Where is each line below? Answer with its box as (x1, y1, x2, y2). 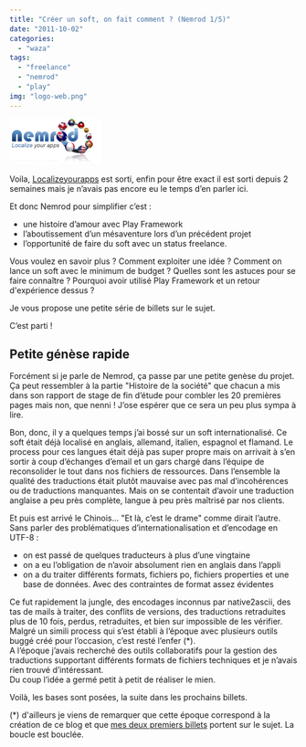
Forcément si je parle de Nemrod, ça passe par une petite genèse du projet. (9, 371, 295, 382)
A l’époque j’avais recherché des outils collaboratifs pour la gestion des (9, 645, 278, 657)
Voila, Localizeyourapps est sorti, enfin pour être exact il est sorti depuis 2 (9, 174, 289, 184)
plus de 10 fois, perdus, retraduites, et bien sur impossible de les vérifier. (9, 616, 283, 627)
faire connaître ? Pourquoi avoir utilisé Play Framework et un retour (9, 275, 260, 286)
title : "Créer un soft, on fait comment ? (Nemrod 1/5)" (9, 15, 231, 24)
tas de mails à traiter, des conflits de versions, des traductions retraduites (9, 606, 286, 617)
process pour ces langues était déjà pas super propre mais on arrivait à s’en (9, 447, 295, 458)
